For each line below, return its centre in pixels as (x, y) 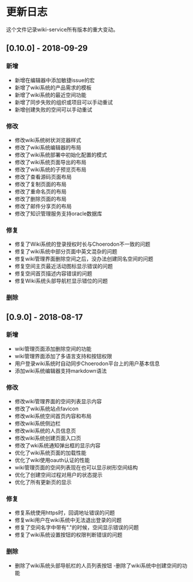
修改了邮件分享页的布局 (43, 206)
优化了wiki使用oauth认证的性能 (52, 460)
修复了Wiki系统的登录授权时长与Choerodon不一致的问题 (82, 244)
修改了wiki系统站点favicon (46, 409)
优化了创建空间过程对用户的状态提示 (59, 475)
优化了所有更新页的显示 (43, 482)
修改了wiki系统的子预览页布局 (50, 169)
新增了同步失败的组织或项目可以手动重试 (64, 102)
